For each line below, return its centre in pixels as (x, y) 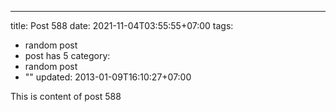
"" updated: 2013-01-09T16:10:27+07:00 (108, 77)
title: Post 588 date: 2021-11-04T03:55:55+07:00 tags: (122, 25)
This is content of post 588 (66, 96)
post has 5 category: (67, 55)
